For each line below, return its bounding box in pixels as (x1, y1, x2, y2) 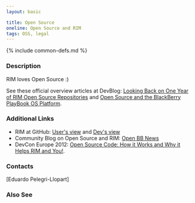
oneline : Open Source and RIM (6, 25, 82, 31)
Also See (6, 190, 33, 199)
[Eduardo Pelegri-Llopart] (6, 176, 70, 183)
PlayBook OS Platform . (6, 100, 62, 107)
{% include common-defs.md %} (6, 47, 88, 54)
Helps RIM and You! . (14, 147, 65, 154)
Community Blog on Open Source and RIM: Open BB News (14, 134, 159, 142)
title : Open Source (6, 19, 55, 26)
